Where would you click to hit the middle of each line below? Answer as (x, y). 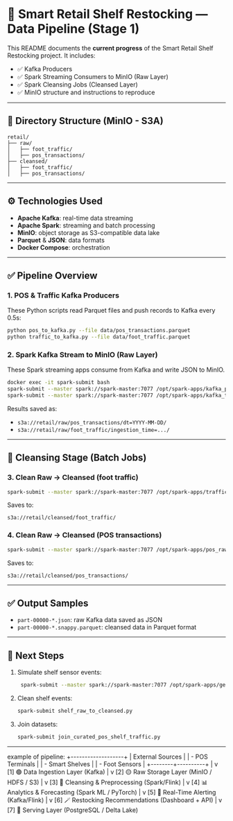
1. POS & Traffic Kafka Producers (63, 295)
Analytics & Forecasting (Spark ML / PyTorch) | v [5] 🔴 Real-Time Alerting (112, 792)
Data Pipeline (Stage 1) (74, 29)
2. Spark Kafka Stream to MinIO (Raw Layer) (83, 354)
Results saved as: (32, 408)
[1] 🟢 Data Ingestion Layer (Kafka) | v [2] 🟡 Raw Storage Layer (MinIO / (110, 772)
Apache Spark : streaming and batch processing (86, 225)
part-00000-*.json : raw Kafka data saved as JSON (90, 620)
